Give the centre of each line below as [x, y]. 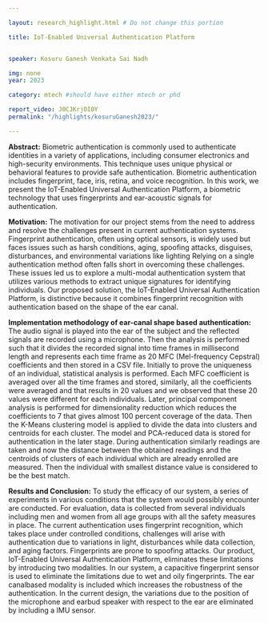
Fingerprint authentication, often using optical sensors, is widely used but [129, 239]
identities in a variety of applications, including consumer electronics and [129, 155]
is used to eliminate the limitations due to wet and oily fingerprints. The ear [131, 576]
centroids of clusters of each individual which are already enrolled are [123, 458]
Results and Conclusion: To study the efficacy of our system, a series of [128, 491]
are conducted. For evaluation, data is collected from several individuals [127, 508]
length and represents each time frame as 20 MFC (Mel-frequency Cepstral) [134, 356]
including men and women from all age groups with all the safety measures [132, 516]
